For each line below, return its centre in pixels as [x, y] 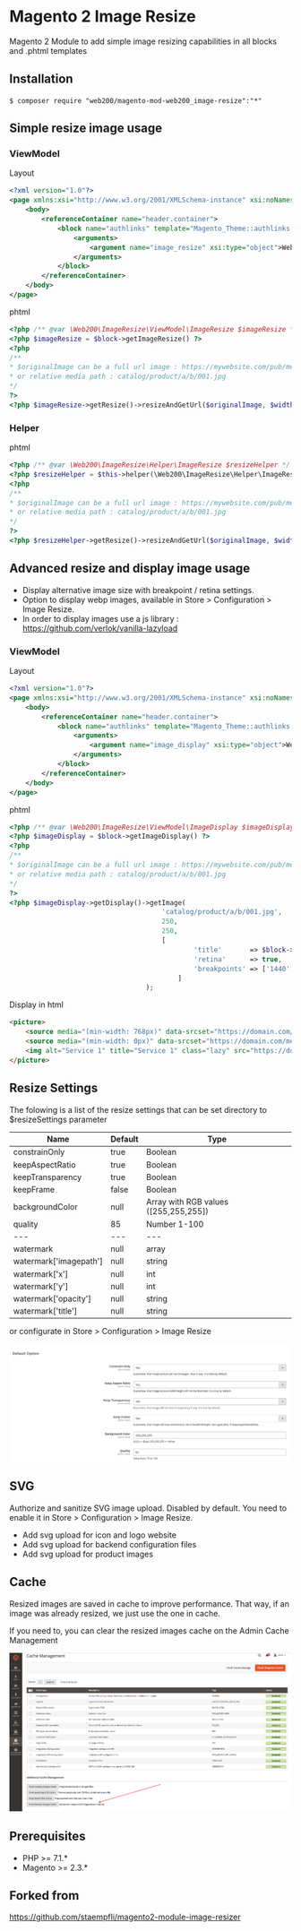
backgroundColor [45, 1206]
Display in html [37, 1004]
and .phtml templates [48, 50]
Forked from [44, 1896]
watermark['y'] [41, 1286]
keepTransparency [47, 1177]
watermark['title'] [45, 1311]
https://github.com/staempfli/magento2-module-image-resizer [125, 1917]
